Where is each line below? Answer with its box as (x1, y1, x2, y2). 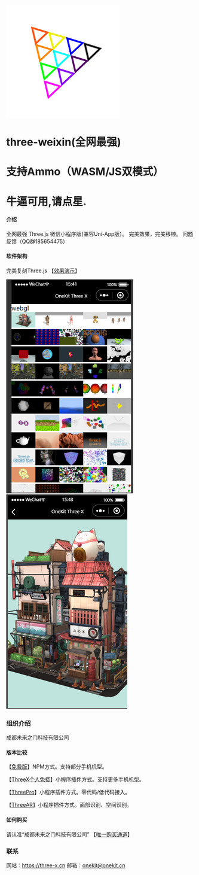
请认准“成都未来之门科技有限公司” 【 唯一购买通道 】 (6, 831, 133, 838)
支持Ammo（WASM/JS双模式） (6, 165, 164, 178)
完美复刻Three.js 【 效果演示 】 (6, 267, 81, 274)
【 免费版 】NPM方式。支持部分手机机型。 (6, 763, 108, 770)
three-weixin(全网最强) (6, 135, 121, 149)
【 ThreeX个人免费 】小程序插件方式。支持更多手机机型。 (6, 776, 145, 783)
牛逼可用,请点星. (6, 195, 87, 208)
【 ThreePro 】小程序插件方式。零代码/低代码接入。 (6, 789, 131, 796)
